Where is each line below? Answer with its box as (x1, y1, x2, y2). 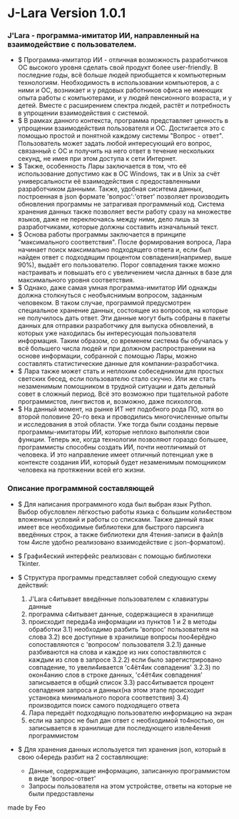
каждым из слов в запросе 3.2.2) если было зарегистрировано (28, 655, 223, 664)
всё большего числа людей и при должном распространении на (17, 344, 216, 353)
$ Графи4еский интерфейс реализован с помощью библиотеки (17, 552, 212, 560)
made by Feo (7, 803, 46, 812)
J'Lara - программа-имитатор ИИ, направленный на (7, 31, 200, 41)
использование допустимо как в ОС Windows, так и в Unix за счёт (17, 169, 220, 178)
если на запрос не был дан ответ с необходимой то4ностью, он (28, 716, 225, 725)
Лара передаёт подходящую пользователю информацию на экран (28, 708, 233, 717)
